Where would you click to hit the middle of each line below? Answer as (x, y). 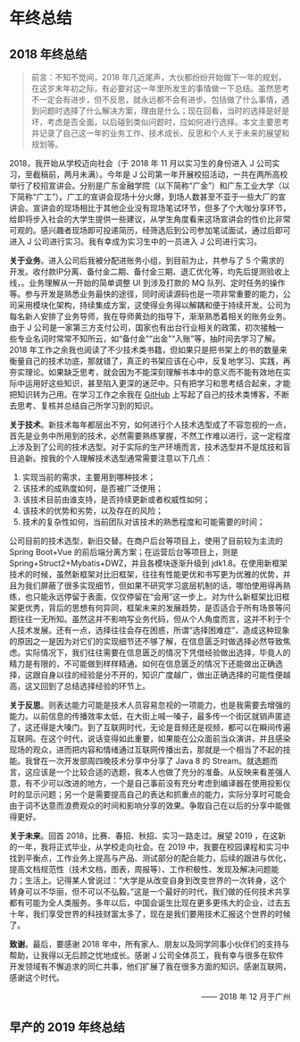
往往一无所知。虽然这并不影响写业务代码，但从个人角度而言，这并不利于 (150, 619)
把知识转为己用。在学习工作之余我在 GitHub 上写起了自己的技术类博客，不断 (150, 395)
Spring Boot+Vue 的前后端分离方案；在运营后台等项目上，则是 (124, 552)
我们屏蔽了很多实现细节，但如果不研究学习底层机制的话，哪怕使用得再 (154, 585)
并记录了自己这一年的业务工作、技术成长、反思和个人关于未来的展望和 (160, 133)
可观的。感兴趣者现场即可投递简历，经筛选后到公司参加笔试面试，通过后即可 (150, 230)
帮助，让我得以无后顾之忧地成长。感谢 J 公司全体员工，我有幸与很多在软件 (146, 955)
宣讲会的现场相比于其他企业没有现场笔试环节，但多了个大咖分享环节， (162, 208)
